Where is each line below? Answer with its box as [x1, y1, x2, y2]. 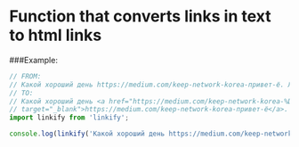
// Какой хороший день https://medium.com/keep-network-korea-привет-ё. [9, 80, 285, 89]
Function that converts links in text [9, 6, 271, 27]
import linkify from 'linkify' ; [9, 113, 129, 122]
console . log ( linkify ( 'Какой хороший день [9, 129, 166, 139]
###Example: [9, 54, 58, 65]
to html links [9, 25, 102, 45]
